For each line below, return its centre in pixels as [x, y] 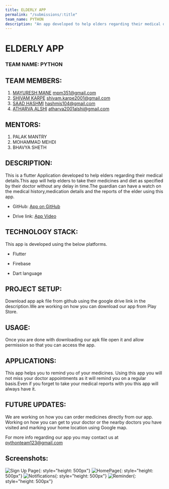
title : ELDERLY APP [26, 10]
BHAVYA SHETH [29, 147]
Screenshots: [27, 459]
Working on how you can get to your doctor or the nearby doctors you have [83, 422]
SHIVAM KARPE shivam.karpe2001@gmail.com [61, 98]
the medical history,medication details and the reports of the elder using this [84, 191]
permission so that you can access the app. [50, 345]
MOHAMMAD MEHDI [34, 142]
